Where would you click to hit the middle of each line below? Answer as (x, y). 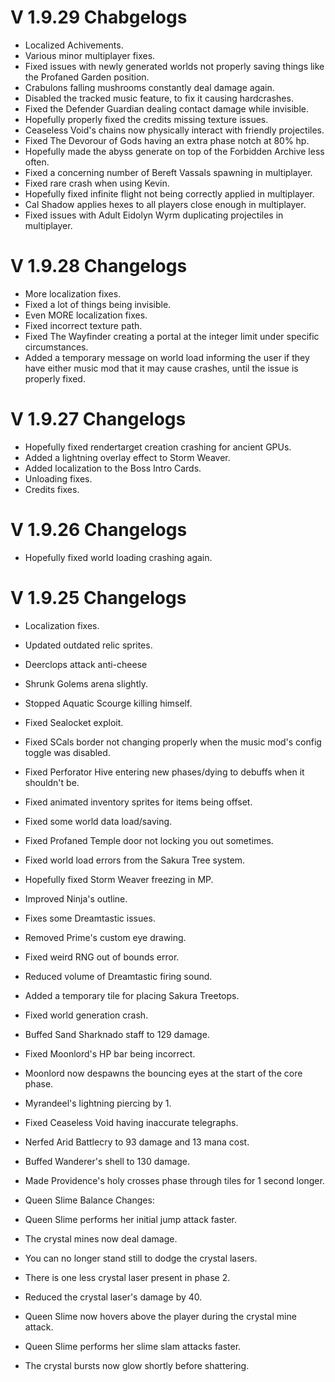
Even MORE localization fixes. (86, 315)
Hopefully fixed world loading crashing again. (118, 557)
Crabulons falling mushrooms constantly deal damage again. (149, 87)
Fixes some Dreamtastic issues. (90, 918)
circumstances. (56, 347)
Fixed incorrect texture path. (83, 325)
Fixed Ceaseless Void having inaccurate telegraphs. (131, 1122)
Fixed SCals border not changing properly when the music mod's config (173, 742)
